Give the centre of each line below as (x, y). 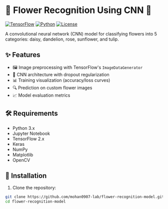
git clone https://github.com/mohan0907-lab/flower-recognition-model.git (85, 197)
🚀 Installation (26, 176)
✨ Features (23, 55)
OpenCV (21, 160)
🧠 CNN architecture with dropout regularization (61, 74)
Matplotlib (23, 154)
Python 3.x (23, 128)
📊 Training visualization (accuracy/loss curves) (61, 80)
